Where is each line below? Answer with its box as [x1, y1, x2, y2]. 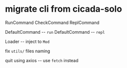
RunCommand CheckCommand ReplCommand [5, 20, 100, 25]
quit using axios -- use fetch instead [5, 57, 79, 63]
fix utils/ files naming [5, 48, 50, 54]
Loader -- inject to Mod [5, 38, 50, 45]
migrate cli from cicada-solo [5, 3, 122, 15]
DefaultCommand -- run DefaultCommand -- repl [5, 29, 105, 35]
